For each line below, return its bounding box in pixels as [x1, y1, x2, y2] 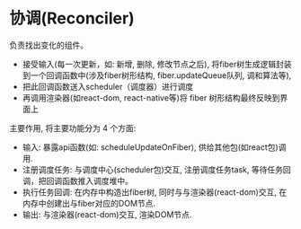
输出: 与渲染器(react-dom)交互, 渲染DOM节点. [22, 208, 192, 220]
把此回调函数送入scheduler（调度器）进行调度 [22, 81, 194, 92]
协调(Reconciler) [9, 8, 135, 29]
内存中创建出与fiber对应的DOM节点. [22, 198, 155, 208]
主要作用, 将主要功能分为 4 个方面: [9, 122, 137, 133]
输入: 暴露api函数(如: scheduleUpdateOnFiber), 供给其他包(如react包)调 [22, 141, 287, 153]
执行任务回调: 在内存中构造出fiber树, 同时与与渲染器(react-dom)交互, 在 [22, 186, 288, 198]
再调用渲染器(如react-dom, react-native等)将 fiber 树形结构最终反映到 [22, 92, 280, 103]
